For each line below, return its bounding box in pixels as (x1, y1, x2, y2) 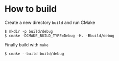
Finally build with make (4, 41, 48, 47)
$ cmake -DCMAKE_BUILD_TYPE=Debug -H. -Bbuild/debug (4, 33, 115, 38)
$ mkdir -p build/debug (4, 29, 53, 34)
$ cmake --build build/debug (4, 51, 64, 56)
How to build (4, 3, 57, 15)
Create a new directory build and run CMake (4, 20, 95, 25)
